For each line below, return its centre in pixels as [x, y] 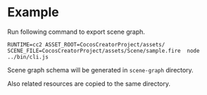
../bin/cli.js [28, 57]
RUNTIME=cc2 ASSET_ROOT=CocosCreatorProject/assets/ [86, 44]
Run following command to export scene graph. [76, 32]
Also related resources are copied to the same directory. [89, 83]
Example [33, 12]
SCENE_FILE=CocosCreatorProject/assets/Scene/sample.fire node [103, 51]
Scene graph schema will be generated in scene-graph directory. [100, 70]
